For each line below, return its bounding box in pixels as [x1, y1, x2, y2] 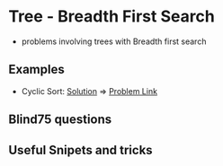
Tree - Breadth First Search [8, 6, 215, 27]
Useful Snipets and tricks [8, 142, 154, 158]
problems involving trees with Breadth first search [21, 36, 207, 47]
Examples [8, 62, 65, 77]
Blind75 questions [8, 112, 112, 127]
